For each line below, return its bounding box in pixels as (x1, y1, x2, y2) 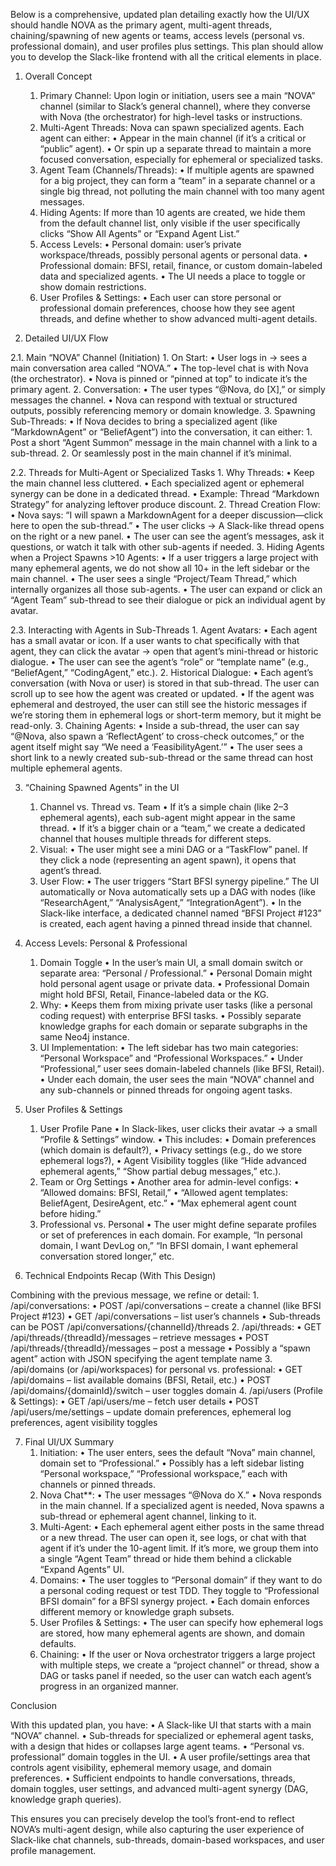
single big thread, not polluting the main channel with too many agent (39, 185, 325, 197)
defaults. (39, 1638, 77, 1649)
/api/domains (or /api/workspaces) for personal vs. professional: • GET (10, 1364, 303, 1375)
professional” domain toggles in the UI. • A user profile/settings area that (10, 1751, 311, 1763)
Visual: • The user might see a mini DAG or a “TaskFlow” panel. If (39, 844, 308, 855)
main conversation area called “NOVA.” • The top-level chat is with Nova (10, 362, 309, 374)
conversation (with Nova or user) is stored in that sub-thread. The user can (10, 677, 320, 689)
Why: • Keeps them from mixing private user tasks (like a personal (39, 999, 313, 1011)
